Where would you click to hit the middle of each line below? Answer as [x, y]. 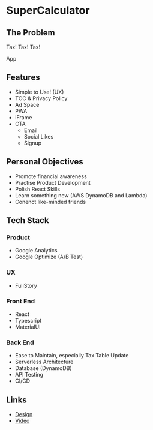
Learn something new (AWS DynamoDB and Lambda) [81, 195]
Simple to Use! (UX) [39, 92]
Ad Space [27, 104]
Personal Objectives [45, 162]
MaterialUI [28, 327]
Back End [20, 342]
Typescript [28, 320]
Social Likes [39, 136]
